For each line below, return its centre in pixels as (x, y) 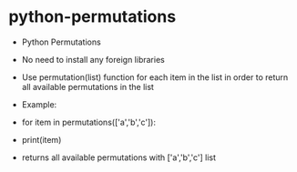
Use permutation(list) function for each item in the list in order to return (155, 77)
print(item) (41, 139)
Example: (39, 104)
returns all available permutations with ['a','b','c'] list (118, 157)
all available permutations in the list (87, 86)
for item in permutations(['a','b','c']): (89, 122)
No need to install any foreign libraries (93, 59)
